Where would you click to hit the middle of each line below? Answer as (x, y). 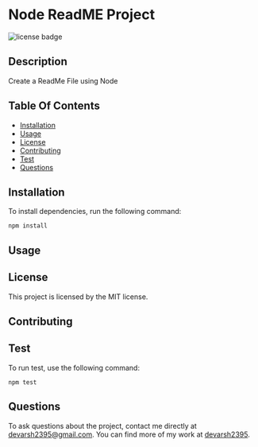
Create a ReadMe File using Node (63, 80)
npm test (23, 382)
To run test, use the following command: (74, 367)
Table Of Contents (54, 106)
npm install (28, 226)
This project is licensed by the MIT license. (78, 297)
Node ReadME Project (82, 15)
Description (38, 62)
